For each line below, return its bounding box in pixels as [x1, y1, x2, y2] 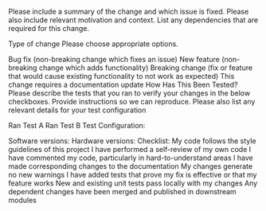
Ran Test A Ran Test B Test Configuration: [8, 121, 146, 130]
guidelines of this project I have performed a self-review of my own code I [8, 145, 252, 154]
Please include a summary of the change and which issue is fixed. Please [8, 7, 249, 16]
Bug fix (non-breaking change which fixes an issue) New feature [8, 55, 221, 64]
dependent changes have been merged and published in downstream [8, 187, 237, 196]
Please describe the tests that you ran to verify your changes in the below [8, 88, 251, 98]
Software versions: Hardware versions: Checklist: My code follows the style [8, 136, 256, 146]
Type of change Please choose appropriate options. [8, 39, 179, 49]
